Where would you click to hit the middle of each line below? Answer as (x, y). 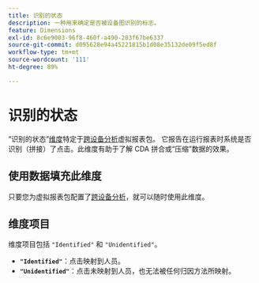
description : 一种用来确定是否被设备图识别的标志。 (84, 23)
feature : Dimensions (42, 30)
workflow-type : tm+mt (44, 52)
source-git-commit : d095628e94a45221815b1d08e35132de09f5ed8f (113, 45)
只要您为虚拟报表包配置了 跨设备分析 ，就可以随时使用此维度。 (109, 196)
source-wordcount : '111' (49, 60)
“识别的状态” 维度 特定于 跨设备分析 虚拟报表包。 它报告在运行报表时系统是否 (130, 138)
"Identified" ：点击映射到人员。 (72, 261)
